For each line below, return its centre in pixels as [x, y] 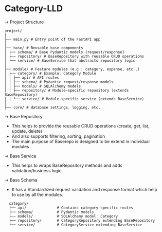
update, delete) [27, 131]
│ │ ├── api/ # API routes [32, 78]
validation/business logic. [37, 170]
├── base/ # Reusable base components [44, 48]
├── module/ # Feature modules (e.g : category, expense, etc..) [72, 69]
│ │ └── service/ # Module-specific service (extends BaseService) [74, 99]
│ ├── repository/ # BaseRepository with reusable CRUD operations [74, 56]
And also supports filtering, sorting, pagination [58, 136]
